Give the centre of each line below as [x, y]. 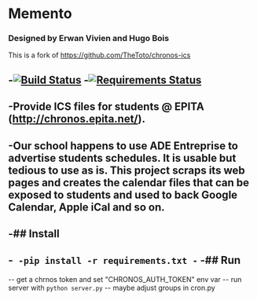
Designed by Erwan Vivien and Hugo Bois [89, 38]
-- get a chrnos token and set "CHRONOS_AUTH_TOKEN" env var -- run [125, 279]
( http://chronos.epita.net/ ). [77, 119]
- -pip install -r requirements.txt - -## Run [125, 260]
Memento [40, 14]
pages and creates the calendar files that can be [129, 183]
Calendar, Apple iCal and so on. [86, 207]
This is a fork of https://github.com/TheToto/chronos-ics [99, 55]
